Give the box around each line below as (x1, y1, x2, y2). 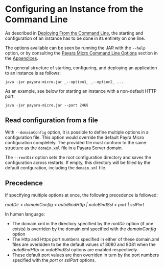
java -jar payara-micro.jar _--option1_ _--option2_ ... (5, 80, 124, 84)
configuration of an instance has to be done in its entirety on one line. (5, 35, 145, 41)
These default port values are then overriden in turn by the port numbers (12, 252, 159, 258)
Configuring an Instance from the (5, 3, 143, 15)
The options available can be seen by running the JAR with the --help (5, 45, 146, 51)
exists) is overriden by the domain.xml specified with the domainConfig (12, 226, 156, 232)
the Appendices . (5, 55, 38, 61)
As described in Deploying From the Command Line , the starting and (5, 30, 143, 36)
